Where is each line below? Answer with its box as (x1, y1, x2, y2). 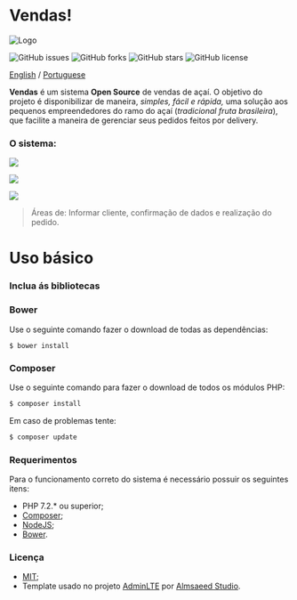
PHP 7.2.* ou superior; (21, 500, 104, 511)
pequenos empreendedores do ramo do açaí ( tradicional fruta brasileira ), (9, 105, 278, 116)
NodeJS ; (21, 519, 55, 530)
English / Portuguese (9, 69, 86, 80)
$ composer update (9, 433, 77, 442)
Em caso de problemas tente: (9, 415, 117, 426)
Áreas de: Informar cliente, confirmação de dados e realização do (30, 207, 273, 218)
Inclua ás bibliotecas (9, 280, 100, 292)
